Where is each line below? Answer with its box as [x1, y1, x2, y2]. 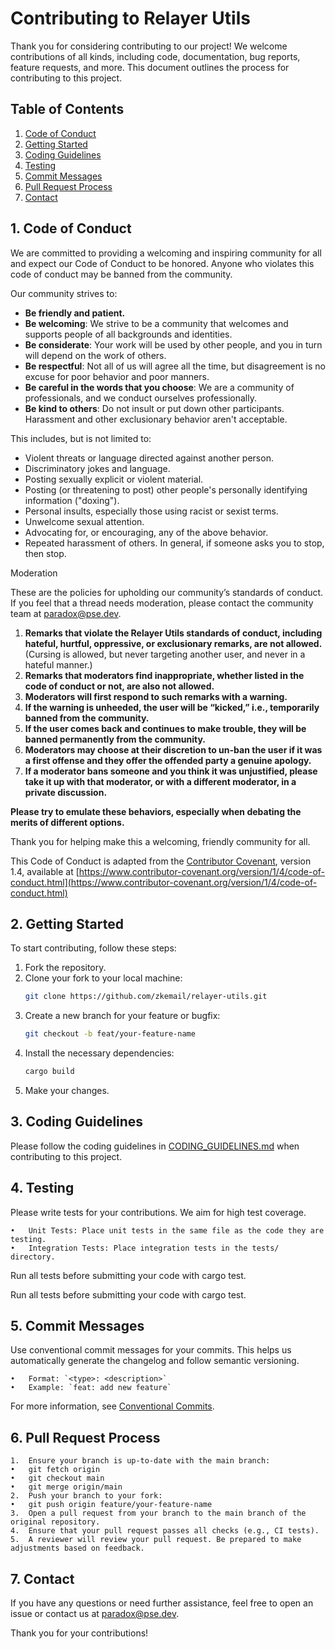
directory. [10, 1252, 56, 1262]
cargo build [24, 1067, 75, 1077]
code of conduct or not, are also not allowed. [24, 680, 215, 692]
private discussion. [24, 786, 108, 798]
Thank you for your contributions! [10, 1627, 149, 1639]
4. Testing [10, 1180, 75, 1197]
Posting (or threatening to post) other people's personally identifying [24, 483, 308, 496]
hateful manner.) [24, 658, 93, 671]
